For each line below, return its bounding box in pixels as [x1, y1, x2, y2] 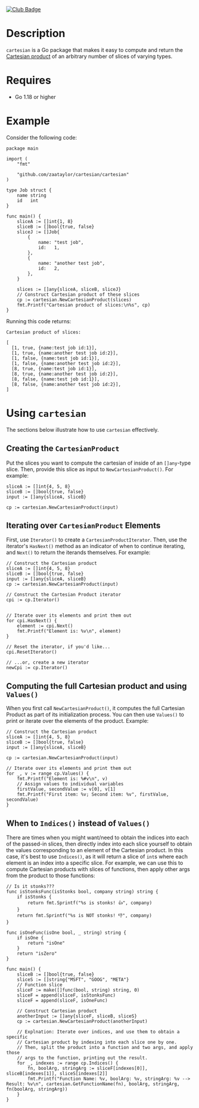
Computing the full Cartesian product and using [6, 681, 187, 691]
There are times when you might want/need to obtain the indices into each [6, 834, 189, 841]
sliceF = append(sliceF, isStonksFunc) [17, 992, 116, 998]
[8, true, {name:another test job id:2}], [11, 371, 119, 377]
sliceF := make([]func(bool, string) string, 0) [17, 987, 140, 993]
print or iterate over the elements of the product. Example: [6, 717, 149, 725]
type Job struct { [6, 187, 52, 193]
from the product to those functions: [6, 872, 95, 879]
